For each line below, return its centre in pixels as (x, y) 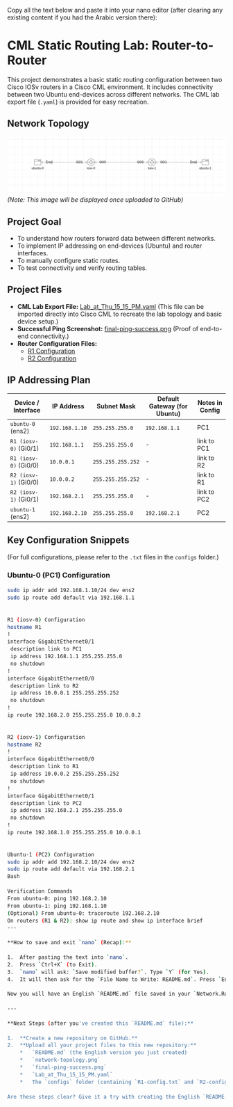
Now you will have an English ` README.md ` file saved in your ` (102, 994)
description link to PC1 (46, 649)
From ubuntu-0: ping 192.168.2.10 (57, 898)
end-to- (211, 328)
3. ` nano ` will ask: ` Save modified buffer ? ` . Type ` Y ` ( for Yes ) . (108, 972)
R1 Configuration (51, 351)
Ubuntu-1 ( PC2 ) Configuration (51, 854)
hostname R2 (24, 744)
